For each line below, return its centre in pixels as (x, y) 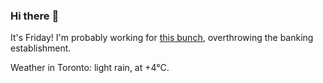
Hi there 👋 (35, 16)
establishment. (41, 48)
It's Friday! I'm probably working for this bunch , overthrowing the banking (162, 38)
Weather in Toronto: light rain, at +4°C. (90, 68)
